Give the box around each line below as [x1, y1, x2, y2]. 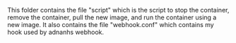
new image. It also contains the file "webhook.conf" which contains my [7, 21, 214, 28]
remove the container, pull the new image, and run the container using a [7, 13, 217, 21]
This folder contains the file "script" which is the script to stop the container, [7, 6, 230, 14]
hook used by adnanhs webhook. [7, 28, 105, 36]
